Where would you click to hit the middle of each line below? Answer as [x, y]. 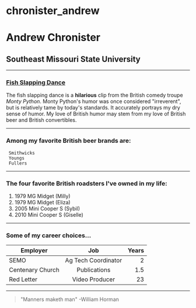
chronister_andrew [53, 11]
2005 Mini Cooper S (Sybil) [47, 208]
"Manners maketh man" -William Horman [70, 299]
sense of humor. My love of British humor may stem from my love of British [96, 114]
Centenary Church [34, 270]
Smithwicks [22, 153]
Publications [94, 270]
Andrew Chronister [53, 38]
